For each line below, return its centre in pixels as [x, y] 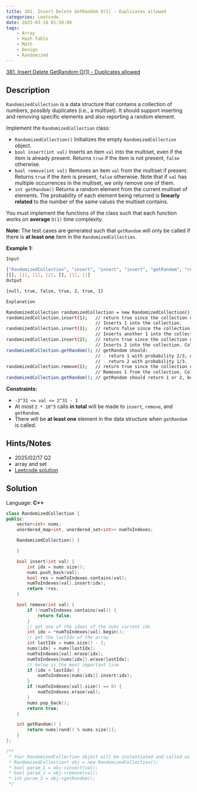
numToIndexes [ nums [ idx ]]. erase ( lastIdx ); [79, 659]
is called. [26, 425]
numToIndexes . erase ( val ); [69, 692]
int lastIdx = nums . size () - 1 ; [67, 643]
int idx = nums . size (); [56, 567]
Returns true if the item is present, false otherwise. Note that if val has [101, 177]
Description [28, 91]
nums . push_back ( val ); [54, 572]
